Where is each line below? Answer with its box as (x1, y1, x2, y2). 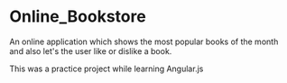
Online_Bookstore (9, 6, 146, 27)
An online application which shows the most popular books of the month (9, 36, 279, 47)
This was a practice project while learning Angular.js (9, 63, 204, 74)
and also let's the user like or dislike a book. (9, 45, 172, 56)
